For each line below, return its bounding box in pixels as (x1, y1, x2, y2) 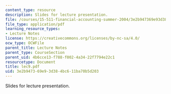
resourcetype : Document (5, 59, 56, 65)
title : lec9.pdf (5, 64, 40, 69)
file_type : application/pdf (5, 21, 65, 27)
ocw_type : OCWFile (5, 41, 44, 46)
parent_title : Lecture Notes (5, 45, 67, 50)
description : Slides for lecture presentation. (5, 12, 108, 17)
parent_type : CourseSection (5, 50, 65, 55)
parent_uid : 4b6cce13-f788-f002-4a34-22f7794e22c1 (5, 54, 115, 60)
